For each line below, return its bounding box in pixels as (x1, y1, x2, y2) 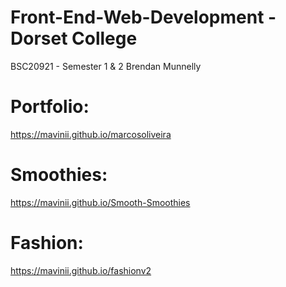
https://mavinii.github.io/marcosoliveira (10, 128, 172, 140)
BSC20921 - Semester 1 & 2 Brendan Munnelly (10, 60, 202, 72)
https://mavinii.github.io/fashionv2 (10, 264, 152, 276)
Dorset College (10, 27, 138, 50)
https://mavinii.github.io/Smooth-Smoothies (10, 196, 191, 208)
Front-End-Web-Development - (10, 6, 277, 29)
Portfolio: (10, 96, 90, 118)
